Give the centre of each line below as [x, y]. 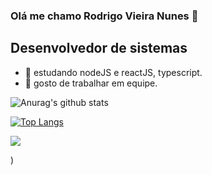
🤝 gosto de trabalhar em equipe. [91, 83]
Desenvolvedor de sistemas [99, 48]
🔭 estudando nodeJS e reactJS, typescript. [113, 72]
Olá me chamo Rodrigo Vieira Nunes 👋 [104, 16]
